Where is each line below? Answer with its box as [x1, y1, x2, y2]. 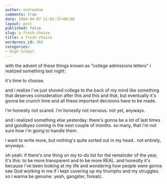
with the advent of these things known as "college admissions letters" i [5, 63, 151, 69]
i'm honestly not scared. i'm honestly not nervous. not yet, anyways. [5, 107, 146, 113]
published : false [5, 26, 41, 31]
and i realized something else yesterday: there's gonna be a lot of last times [5, 117, 161, 123]
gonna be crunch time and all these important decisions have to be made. [5, 97, 157, 103]
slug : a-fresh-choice [5, 30, 50, 35]
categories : [5, 44, 30, 49]
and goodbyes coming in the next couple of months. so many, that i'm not [5, 122, 157, 128]
